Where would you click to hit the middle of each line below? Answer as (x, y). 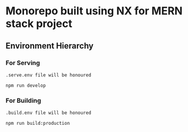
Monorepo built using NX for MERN (94, 11)
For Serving (23, 63)
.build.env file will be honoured (49, 113)
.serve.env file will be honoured (49, 75)
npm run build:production (38, 124)
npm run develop (26, 85)
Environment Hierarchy (50, 46)
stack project (39, 24)
